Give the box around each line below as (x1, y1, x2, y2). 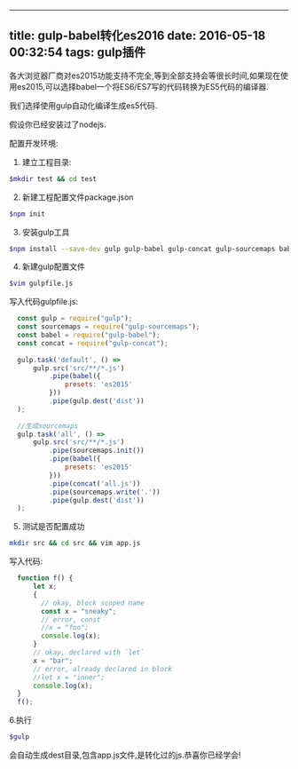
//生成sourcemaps (17, 421, 79, 431)
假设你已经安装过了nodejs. (9, 119, 106, 130)
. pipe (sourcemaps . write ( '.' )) (48, 488, 161, 496)
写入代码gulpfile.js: (9, 297, 78, 307)
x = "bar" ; (32, 656, 74, 665)
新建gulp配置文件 (21, 261, 86, 272)
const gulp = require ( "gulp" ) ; (17, 314, 133, 323)
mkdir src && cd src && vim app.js (9, 539, 141, 548)
